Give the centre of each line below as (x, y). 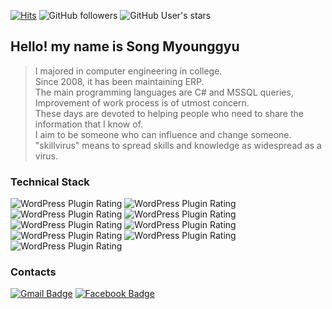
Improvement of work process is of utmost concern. (142, 102)
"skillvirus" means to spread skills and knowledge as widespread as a (178, 145)
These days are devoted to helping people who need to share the (169, 113)
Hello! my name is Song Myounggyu (125, 46)
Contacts (33, 272)
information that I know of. (89, 124)
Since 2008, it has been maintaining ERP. (119, 81)
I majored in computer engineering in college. (128, 71)
